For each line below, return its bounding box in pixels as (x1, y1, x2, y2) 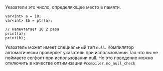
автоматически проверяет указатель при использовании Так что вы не (5, 50, 158, 55)
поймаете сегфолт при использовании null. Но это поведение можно (5, 55, 153, 61)
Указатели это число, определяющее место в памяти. (5, 4, 121, 10)
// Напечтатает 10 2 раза (5, 27, 59, 32)
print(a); (5, 31, 26, 36)
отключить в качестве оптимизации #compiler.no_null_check (5, 60, 135, 66)
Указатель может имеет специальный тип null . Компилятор (5, 44, 134, 50)
